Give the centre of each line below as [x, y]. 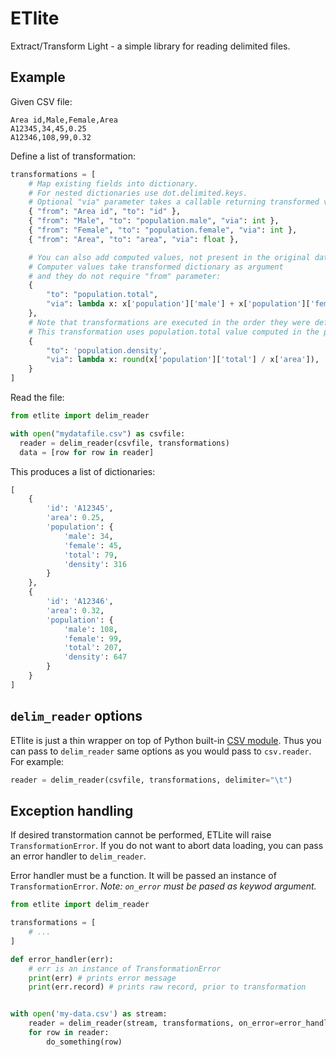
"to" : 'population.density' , [107, 350]
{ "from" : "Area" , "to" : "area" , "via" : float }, [134, 239]
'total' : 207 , [93, 648]
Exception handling [72, 810]
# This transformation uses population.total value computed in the [174, 332]
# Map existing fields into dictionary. [113, 183]
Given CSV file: [41, 101]
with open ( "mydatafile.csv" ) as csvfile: [98, 433]
